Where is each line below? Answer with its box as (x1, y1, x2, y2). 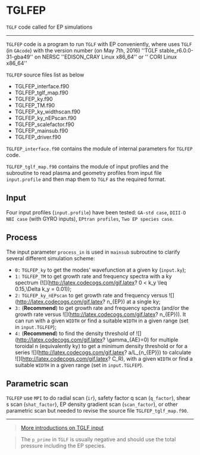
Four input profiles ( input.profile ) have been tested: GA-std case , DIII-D (6, 208, 186, 216)
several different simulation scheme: (6, 254, 95, 262)
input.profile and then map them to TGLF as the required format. (6, 176, 166, 183)
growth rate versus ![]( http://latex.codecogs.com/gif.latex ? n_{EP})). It (14, 310, 186, 318)
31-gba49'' (6, 53, 34, 60)
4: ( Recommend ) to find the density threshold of (14, 330, 135, 337)
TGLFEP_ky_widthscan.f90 (14, 108, 80, 115)
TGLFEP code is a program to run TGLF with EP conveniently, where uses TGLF (6, 40, 192, 48)
